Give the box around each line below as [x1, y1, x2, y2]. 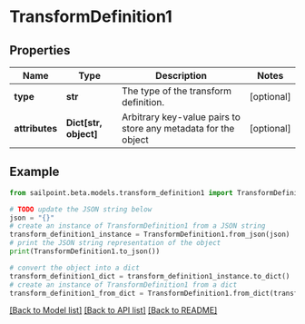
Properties [9, 43, 71, 58]
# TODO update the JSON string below [9, 204, 152, 214]
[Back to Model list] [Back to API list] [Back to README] [9, 305, 218, 316]
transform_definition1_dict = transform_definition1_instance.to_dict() [9, 271, 290, 280]
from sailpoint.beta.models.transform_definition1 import [9, 188, 233, 197]
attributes [14, 123, 57, 134]
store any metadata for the [122, 123, 235, 134]
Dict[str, [66, 116, 103, 129]
